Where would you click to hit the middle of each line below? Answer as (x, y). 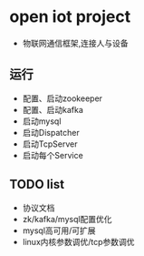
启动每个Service (53, 155)
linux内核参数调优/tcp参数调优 (78, 241)
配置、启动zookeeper (62, 98)
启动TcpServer (50, 144)
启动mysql (42, 121)
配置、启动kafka (53, 109)
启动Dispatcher (51, 132)
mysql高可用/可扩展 (59, 230)
